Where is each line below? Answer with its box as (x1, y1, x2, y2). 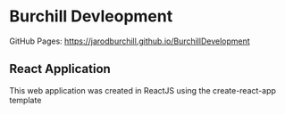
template (9, 94, 42, 105)
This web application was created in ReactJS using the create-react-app (9, 85, 277, 95)
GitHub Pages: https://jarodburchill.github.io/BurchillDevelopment (9, 36, 250, 46)
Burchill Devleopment (9, 6, 173, 27)
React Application (9, 61, 112, 77)
